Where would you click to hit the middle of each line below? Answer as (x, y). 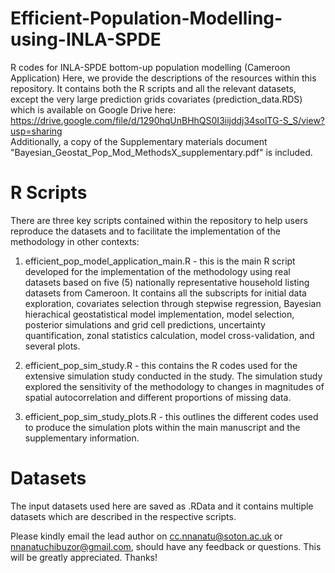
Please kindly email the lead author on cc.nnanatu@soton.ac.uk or (146, 536)
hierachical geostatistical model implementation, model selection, (159, 314)
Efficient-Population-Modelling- (146, 18)
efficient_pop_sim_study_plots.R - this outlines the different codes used (171, 416)
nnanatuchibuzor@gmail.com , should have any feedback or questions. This (166, 546)
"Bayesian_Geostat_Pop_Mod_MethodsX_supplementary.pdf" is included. (161, 152)
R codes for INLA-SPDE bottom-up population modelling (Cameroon (150, 67)
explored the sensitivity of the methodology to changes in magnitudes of (174, 386)
